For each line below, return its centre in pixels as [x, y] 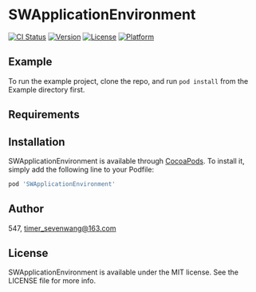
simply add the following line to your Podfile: [81, 169]
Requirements [44, 114]
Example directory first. [47, 89]
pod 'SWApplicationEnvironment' [62, 184]
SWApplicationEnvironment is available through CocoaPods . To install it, [126, 160]
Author [26, 209]
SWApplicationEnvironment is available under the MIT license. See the [124, 272]
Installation [37, 142]
